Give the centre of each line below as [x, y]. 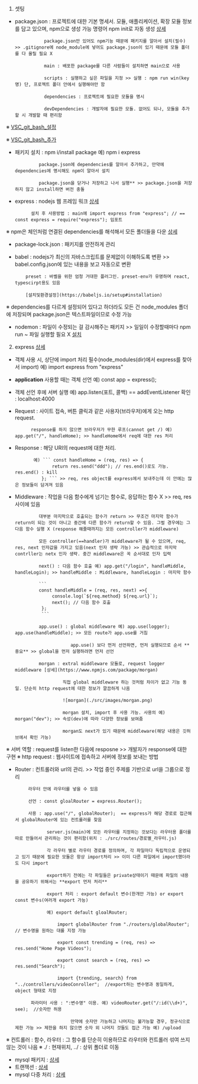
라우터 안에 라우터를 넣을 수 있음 [63, 789]
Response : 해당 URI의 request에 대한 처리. [65, 448]
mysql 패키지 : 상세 [37, 1060]
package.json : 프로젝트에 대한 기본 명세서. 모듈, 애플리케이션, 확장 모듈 [98, 21]
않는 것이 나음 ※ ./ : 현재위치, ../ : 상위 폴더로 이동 [63, 1047]
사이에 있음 [27, 504]
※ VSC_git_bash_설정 [31, 127]
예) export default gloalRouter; [87, 913]
